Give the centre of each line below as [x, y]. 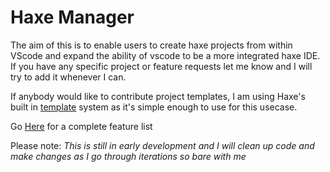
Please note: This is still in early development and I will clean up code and [162, 145]
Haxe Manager [72, 17]
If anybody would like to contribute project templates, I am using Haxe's [158, 96]
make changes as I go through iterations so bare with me [128, 156]
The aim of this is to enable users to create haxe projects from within [151, 45]
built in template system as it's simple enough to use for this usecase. [154, 107]
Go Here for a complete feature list [81, 126]
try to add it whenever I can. [68, 77]
